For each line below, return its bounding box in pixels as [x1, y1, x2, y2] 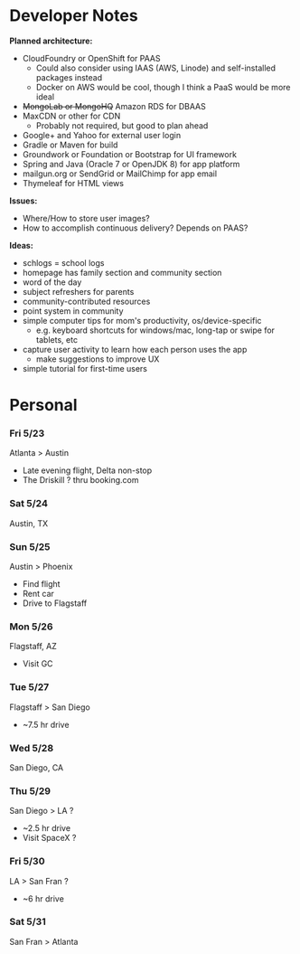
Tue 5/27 [9, 681, 50, 694]
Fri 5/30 [9, 855, 45, 868]
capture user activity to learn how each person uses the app [22, 344, 248, 354]
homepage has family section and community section [22, 267, 222, 278]
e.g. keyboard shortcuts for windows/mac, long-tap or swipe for [35, 325, 276, 335]
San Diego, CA [9, 761, 64, 773]
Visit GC [22, 658, 53, 669]
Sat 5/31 [9, 915, 47, 928]
